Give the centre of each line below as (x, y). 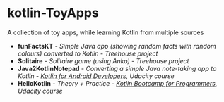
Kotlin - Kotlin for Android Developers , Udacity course (96, 76)
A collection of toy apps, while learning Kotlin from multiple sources (106, 32)
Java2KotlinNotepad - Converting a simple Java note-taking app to (117, 68)
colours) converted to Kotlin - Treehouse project (88, 53)
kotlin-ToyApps (53, 13)
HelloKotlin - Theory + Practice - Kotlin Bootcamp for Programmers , (117, 83)
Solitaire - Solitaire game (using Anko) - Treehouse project (103, 60)
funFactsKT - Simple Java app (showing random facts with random (117, 46)
